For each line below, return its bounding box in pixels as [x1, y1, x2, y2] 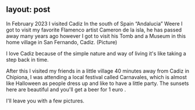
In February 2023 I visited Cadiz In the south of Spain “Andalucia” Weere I [6, 20, 183, 27]
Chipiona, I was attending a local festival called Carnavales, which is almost [6, 73, 187, 80]
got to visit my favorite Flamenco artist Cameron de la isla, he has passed [6, 26, 182, 33]
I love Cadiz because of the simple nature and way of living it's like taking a [6, 49, 186, 57]
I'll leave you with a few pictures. [6, 97, 84, 104]
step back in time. [6, 56, 49, 63]
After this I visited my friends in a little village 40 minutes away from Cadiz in [6, 67, 190, 74]
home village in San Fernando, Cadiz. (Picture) [6, 38, 118, 45]
